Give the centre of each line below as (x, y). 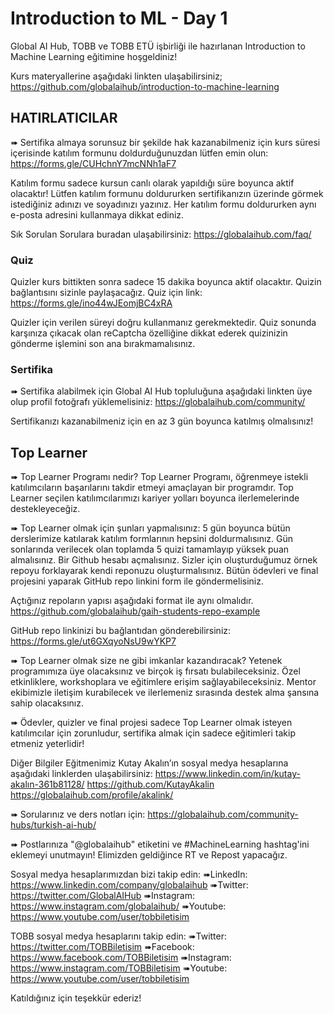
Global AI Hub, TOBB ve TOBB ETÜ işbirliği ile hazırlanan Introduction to (158, 46)
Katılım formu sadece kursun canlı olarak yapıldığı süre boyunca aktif (152, 183)
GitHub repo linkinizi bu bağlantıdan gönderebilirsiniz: (121, 631)
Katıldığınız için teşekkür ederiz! (76, 998)
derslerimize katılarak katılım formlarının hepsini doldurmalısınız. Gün (152, 539)
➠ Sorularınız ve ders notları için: (78, 814)
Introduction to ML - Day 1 (119, 18)
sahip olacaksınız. (47, 703)
